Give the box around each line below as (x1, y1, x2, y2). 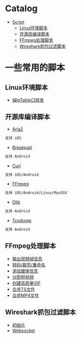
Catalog (5, 3, 38, 14)
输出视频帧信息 (12, 255, 42, 262)
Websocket (12, 327, 35, 333)
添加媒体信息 (12, 268, 38, 274)
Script (12, 19, 24, 25)
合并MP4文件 (12, 292, 39, 298)
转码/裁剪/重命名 (12, 262, 45, 268)
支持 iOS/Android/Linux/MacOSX (5, 190, 67, 196)
